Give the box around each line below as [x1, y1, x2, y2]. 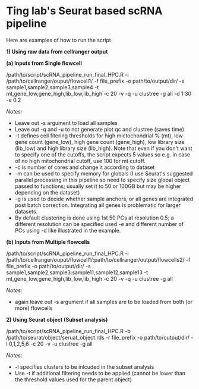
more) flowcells [14, 305, 53, 312]
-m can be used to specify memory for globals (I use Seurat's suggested [14, 170, 193, 177]
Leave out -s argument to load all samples [14, 119, 118, 126]
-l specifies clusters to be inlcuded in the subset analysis [14, 363, 154, 370]
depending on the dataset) [14, 189, 80, 196]
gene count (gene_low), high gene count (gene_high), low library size [14, 138, 185, 145]
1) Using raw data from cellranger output [6, 48, 108, 55]
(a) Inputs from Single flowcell [6, 59, 82, 67]
